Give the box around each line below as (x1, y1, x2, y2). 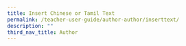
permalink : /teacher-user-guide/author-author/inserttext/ (7, 16, 180, 23)
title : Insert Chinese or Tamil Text (7, 9, 115, 17)
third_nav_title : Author (7, 28, 78, 36)
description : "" (7, 22, 54, 29)
